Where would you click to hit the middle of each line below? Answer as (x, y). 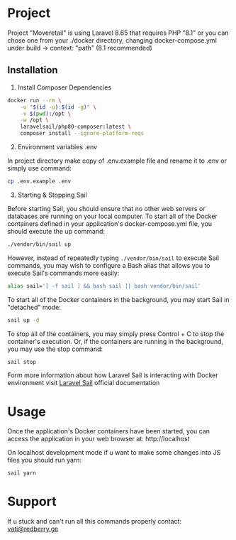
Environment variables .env (57, 147)
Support (32, 502)
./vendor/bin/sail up (39, 244)
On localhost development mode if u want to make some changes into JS (114, 453)
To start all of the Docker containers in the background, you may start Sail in (118, 299)
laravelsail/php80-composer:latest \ (76, 127)
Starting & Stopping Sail (52, 195)
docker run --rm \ (34, 100)
